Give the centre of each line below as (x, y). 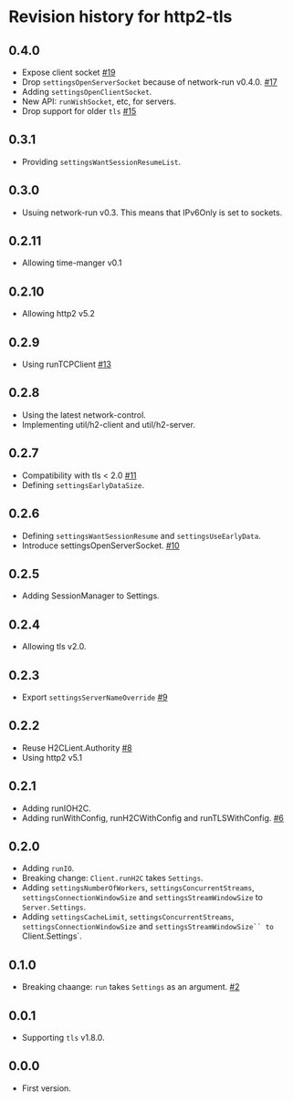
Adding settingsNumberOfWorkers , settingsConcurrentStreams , (138, 888)
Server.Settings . (54, 907)
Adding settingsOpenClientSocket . (87, 92)
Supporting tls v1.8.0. (63, 1038)
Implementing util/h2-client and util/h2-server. (108, 424)
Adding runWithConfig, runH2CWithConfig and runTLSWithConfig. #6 (153, 817)
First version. (47, 1088)
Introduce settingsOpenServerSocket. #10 (100, 545)
